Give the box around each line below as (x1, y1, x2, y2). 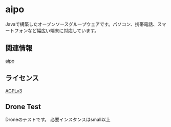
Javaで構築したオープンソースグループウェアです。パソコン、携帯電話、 (5, 21, 158, 27)
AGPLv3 (5, 88, 23, 94)
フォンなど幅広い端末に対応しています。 (14, 27, 99, 34)
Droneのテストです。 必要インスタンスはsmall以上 (5, 116, 111, 123)
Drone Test (5, 102, 41, 111)
